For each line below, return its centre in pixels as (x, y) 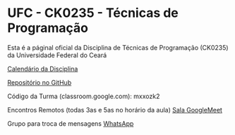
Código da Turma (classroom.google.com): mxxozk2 (84, 96)
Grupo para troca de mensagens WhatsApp (71, 123)
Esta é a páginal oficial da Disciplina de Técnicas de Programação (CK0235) (118, 47)
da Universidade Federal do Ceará (57, 55)
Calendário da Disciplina (43, 69)
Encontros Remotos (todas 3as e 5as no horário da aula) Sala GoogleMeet (115, 110)
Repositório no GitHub (40, 82)
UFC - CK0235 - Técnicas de (93, 13)
